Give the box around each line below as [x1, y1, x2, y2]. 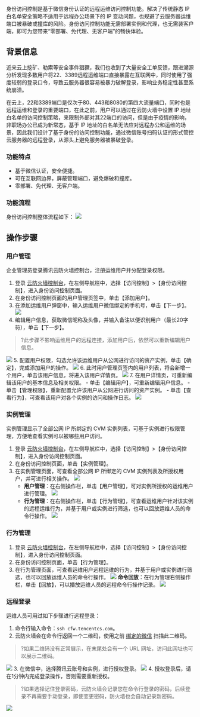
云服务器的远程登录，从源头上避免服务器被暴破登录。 [6, 136, 137, 143]
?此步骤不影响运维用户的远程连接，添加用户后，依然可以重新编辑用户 [20, 336, 190, 344]
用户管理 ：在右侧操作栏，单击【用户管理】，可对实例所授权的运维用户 [23, 483, 193, 490]
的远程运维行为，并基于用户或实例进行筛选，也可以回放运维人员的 [23, 505, 186, 512]
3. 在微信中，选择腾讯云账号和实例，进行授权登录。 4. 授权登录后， [13, 665, 186, 672]
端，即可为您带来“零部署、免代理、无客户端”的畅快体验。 [6, 27, 147, 35]
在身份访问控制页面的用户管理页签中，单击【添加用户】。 [14, 295, 154, 302]
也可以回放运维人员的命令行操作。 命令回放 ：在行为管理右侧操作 [25, 573, 191, 581]
